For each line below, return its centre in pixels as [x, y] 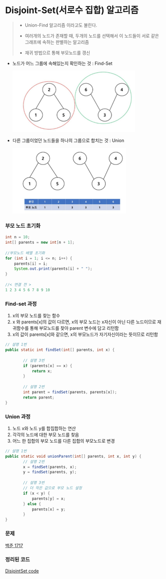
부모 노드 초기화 [23, 226]
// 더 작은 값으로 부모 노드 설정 [53, 488]
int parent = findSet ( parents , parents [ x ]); [70, 392]
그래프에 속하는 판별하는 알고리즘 [57, 42]
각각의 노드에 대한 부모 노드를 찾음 [46, 435]
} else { [32, 504]
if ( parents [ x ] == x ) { [48, 366]
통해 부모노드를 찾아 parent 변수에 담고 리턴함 [74, 328]
